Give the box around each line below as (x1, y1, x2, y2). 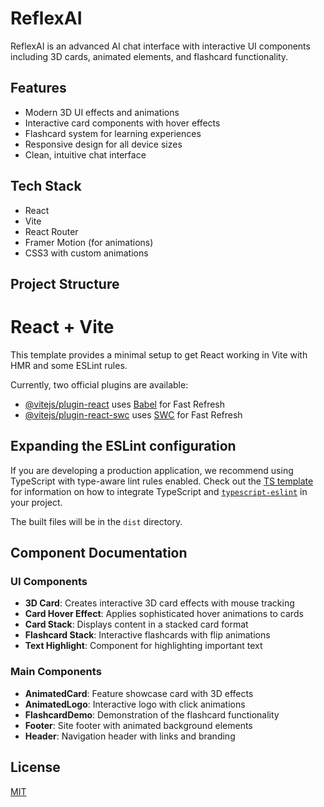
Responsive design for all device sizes (24, 138, 183, 150)
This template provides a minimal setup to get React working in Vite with (10, 348, 308, 361)
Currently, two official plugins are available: (10, 378, 189, 391)
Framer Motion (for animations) (24, 236, 154, 248)
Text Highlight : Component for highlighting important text (24, 640, 263, 652)
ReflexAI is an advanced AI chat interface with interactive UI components (10, 40, 311, 52)
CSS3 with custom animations (24, 247, 149, 259)
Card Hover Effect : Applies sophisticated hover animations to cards (24, 608, 304, 620)
